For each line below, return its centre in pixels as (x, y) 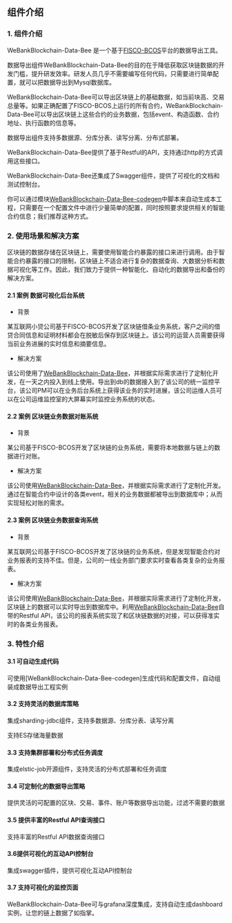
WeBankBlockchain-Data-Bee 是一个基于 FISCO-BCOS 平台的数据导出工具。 (115, 50)
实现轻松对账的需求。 (37, 503)
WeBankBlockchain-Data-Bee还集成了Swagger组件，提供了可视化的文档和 (114, 176)
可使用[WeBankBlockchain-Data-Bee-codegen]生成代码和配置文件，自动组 (114, 678)
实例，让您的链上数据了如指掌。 (52, 913)
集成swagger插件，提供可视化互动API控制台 (70, 870)
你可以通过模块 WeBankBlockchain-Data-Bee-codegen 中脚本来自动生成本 (112, 198)
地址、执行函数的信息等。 (43, 122)
